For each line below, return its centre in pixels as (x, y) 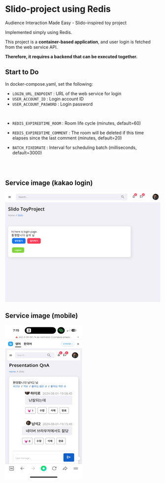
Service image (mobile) (42, 316)
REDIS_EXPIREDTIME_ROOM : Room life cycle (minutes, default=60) (77, 123)
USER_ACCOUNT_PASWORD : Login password (52, 104)
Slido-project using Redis (58, 9)
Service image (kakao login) (49, 183)
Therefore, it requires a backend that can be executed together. (71, 56)
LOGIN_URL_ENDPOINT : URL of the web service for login (67, 93)
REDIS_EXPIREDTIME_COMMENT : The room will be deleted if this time (78, 133)
